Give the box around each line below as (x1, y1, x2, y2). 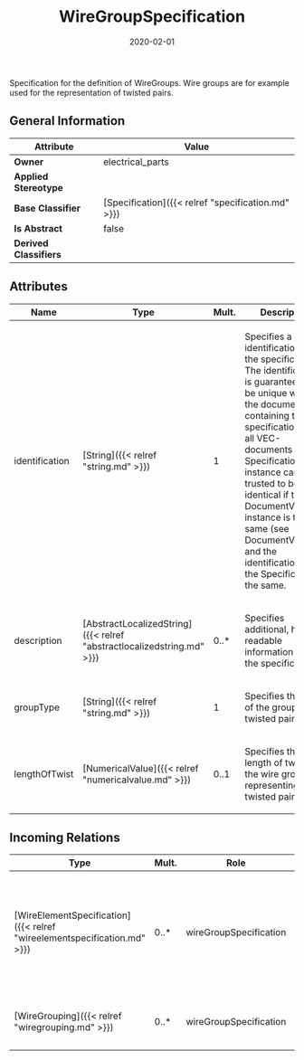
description (14, 634, 62, 647)
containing (243, 409, 290, 421)
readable (243, 634, 282, 647)
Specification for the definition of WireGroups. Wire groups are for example (9, 77, 290, 88)
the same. (243, 579, 287, 592)
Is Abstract (14, 222, 63, 234)
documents (243, 443, 293, 456)
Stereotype (14, 181, 63, 194)
